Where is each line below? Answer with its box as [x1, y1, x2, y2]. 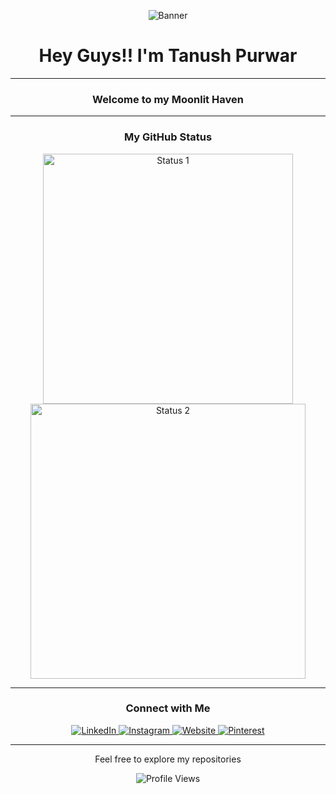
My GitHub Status [123, 130, 213, 144]
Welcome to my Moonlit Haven [92, 92, 244, 106]
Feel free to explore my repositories [94, 753, 242, 765]
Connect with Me [125, 701, 211, 715]
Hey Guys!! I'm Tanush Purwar [38, 45, 298, 67]
